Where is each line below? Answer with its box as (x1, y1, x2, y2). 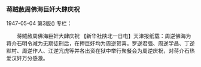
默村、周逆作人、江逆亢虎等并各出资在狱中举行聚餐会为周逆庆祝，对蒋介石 (6, 47, 190, 55)
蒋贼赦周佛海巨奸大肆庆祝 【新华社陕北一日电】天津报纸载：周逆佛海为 (16, 33, 191, 40)
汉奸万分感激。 (11, 55, 48, 62)
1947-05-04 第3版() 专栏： (6, 20, 72, 27)
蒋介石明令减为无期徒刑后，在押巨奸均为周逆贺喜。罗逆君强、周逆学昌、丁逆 (6, 40, 195, 47)
